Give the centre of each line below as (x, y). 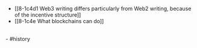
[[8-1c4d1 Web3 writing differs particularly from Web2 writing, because (103, 9)
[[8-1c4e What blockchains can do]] (59, 21)
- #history (18, 39)
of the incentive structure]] (48, 15)
